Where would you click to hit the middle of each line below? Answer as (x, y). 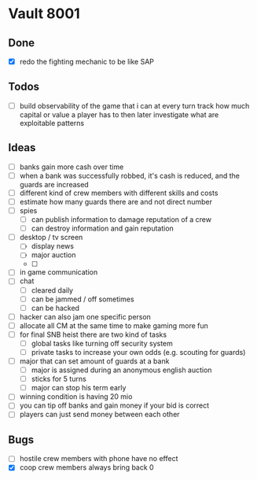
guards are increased (54, 184)
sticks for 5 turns (59, 379)
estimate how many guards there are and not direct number (116, 201)
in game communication (59, 272)
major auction (53, 255)
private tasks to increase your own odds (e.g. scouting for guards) (138, 352)
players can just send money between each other (99, 415)
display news (53, 246)
